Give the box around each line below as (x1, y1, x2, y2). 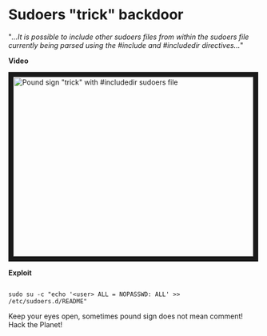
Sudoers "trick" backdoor (8, 6, 184, 24)
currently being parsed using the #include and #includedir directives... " (8, 40, 244, 49)
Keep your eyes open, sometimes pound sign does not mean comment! (8, 311, 244, 321)
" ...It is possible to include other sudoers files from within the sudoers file (8, 32, 249, 42)
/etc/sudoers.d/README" (8, 297, 88, 305)
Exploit (8, 267, 32, 277)
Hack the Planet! (8, 319, 63, 329)
